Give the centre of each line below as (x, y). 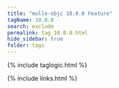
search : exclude (30, 26)
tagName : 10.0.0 (30, 20)
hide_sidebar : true (35, 39)
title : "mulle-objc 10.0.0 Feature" (60, 13)
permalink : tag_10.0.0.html (48, 33)
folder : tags (26, 45)
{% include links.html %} (42, 78)
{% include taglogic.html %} (47, 65)
